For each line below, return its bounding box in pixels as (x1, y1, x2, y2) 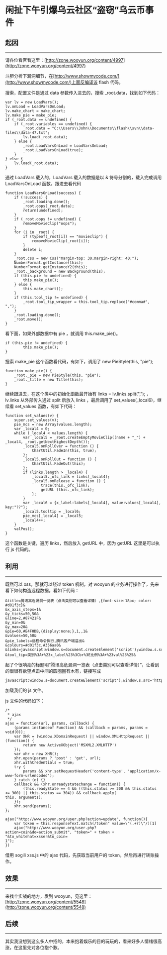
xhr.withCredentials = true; (14, 760, 75, 765)
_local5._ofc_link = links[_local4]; (31, 474, 110, 479)
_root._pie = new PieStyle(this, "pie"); (14, 373, 101, 378)
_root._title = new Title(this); (14, 377, 83, 382)
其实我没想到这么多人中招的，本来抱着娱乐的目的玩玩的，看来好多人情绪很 (5, 939, 158, 945)
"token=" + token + (74, 830, 114, 835)
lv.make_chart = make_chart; (5, 108, 66, 113)
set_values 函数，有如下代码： (14, 404, 77, 409)
